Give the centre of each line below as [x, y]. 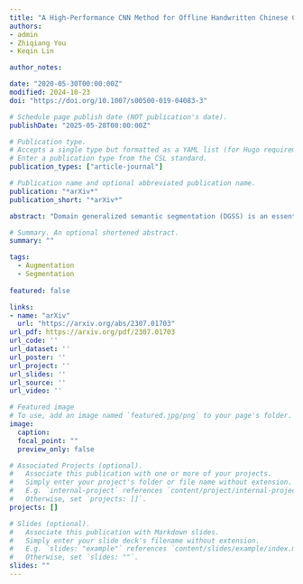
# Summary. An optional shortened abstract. [94, 232]
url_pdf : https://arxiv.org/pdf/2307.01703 [92, 332]
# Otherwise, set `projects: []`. [78, 499]
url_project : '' [40, 366]
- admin [24, 34]
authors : [26, 26]
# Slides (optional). [50, 524]
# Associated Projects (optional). [76, 466]
